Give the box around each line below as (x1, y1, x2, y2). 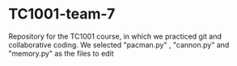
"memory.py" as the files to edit (8, 48, 115, 58)
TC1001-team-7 (8, 5, 116, 23)
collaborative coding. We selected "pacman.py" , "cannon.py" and (8, 39, 230, 49)
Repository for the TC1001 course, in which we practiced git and (8, 31, 222, 41)
